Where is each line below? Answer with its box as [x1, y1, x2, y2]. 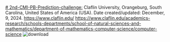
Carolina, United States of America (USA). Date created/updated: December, [5, 10, 165, 16]
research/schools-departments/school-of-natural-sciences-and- [5, 20, 141, 26]
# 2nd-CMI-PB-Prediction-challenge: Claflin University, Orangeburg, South [5, 5, 162, 10]
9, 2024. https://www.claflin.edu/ [5, 15, 75, 21]
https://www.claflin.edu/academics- [75, 15, 151, 21]
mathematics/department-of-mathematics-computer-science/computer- [5, 26, 157, 32]
